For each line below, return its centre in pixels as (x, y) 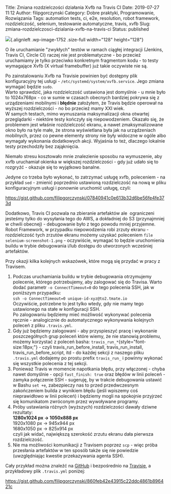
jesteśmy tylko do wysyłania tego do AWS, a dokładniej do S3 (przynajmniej (85, 219)
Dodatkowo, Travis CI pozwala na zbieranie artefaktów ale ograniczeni (80, 213)
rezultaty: (23, 412)
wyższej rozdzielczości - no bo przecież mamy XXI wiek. (65, 108)
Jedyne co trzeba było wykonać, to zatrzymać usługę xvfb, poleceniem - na (86, 177)
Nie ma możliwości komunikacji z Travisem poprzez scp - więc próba (85, 445)
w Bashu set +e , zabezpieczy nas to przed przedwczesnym (76, 385)
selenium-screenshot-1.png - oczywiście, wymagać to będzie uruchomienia (85, 240)
